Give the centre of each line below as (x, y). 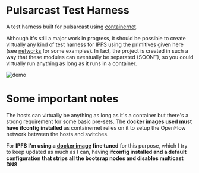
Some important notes (62, 99)
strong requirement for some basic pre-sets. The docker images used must (99, 121)
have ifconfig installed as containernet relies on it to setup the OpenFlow (96, 127)
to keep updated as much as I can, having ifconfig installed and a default (97, 152)
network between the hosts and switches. (57, 134)
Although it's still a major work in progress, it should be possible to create (96, 38)
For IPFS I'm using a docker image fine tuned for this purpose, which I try (97, 145)
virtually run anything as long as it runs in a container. (72, 63)
